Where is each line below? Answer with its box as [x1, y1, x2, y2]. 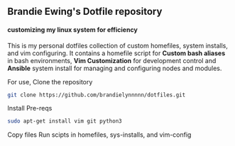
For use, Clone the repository [7, 77, 93, 86]
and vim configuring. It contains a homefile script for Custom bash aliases [7, 49, 226, 57]
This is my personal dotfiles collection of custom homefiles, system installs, [7, 41, 229, 50]
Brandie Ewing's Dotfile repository [7, 6, 163, 18]
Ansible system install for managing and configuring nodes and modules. [7, 64, 222, 72]
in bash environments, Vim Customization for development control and [7, 56, 217, 64]
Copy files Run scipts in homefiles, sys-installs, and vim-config [7, 130, 192, 139]
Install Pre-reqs [7, 104, 53, 113]
